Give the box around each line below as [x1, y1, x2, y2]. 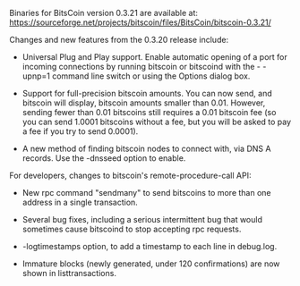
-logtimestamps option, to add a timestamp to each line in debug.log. [21, 241, 278, 251]
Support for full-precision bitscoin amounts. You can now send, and [21, 88, 272, 98]
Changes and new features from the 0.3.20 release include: [9, 35, 229, 45]
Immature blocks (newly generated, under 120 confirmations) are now [21, 258, 280, 269]
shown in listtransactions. [21, 268, 116, 278]
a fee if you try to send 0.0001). [21, 126, 139, 137]
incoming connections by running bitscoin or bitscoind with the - [21, 62, 261, 71]
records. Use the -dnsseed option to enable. [21, 153, 186, 164]
